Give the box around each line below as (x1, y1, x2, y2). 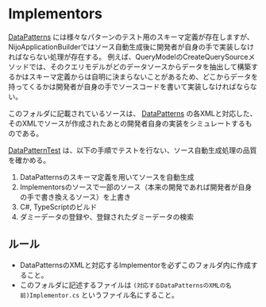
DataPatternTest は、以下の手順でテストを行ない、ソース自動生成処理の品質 (8, 145, 257, 155)
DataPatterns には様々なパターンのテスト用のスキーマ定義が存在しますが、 (8, 32, 254, 41)
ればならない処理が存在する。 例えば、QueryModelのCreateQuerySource (8, 52, 249, 61)
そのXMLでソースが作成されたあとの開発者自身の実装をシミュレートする (8, 119, 245, 128)
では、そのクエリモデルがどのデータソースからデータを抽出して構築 (29, 61, 252, 72)
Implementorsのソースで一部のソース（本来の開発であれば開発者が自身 (19, 182, 253, 192)
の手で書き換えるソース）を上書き (19, 192, 131, 201)
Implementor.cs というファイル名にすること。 (29, 290, 179, 299)
